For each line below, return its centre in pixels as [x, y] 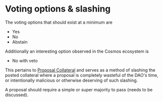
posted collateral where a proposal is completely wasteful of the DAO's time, [82, 75]
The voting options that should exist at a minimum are [59, 22]
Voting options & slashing [58, 9]
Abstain [20, 42]
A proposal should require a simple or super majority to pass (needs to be [79, 89]
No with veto [25, 60]
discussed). [17, 95]
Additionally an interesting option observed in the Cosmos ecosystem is [77, 51]
